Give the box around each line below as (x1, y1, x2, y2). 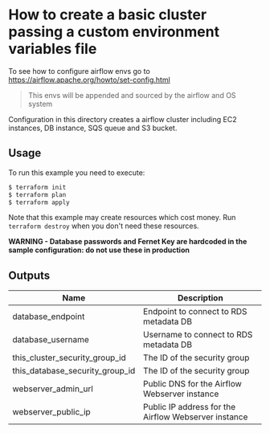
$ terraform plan (8, 190, 67, 198)
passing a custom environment (8, 22, 219, 41)
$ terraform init (8, 183, 67, 191)
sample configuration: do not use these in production (8, 245, 190, 255)
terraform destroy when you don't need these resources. (8, 221, 199, 231)
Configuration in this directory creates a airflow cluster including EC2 (8, 114, 237, 124)
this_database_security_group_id (12, 366, 136, 377)
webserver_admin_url (12, 383, 94, 394)
